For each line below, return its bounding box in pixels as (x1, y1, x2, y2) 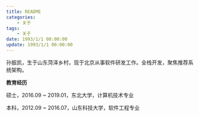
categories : (6, 14, 36, 20)
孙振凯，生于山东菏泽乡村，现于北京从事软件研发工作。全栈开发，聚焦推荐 (6, 59, 188, 66)
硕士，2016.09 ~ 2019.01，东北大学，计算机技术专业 (6, 91, 134, 99)
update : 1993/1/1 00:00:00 (6, 42, 73, 48)
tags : (6, 25, 20, 31)
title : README (6, 8, 42, 15)
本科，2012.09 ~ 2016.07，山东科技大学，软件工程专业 (6, 104, 140, 111)
